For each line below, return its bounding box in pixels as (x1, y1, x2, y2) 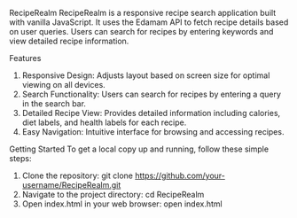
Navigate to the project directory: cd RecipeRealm (21, 190, 205, 199)
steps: (9, 153, 32, 163)
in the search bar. (21, 98, 87, 109)
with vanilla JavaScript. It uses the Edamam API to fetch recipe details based (9, 17, 289, 27)
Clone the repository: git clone (21, 170, 133, 181)
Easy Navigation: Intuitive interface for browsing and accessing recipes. (21, 127, 285, 136)
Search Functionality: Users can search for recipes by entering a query (21, 89, 282, 99)
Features (9, 53, 42, 63)
